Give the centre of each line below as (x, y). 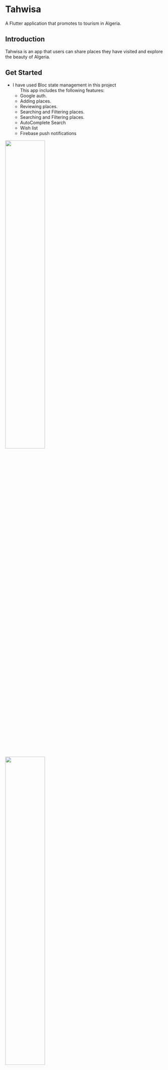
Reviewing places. (39, 106)
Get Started (24, 73)
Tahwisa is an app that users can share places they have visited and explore (84, 51)
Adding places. (35, 101)
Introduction (25, 39)
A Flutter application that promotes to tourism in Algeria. (63, 23)
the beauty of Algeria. (28, 57)
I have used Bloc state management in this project (64, 85)
